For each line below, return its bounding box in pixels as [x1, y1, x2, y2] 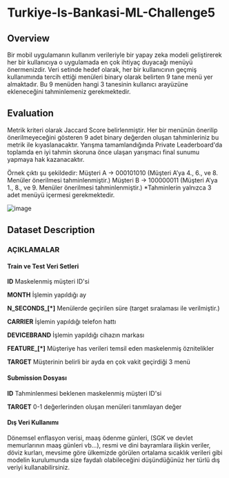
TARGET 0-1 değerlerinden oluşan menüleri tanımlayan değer [7, 403, 182, 411]
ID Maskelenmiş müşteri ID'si [7, 277, 90, 286]
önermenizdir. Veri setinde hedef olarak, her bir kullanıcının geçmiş [7, 66, 197, 73]
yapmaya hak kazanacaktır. [7, 155, 85, 163]
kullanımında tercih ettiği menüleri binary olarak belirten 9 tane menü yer [7, 73, 213, 81]
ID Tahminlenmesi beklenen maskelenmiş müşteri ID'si [7, 389, 162, 397]
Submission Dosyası [7, 374, 67, 382]
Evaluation [7, 107, 54, 119]
